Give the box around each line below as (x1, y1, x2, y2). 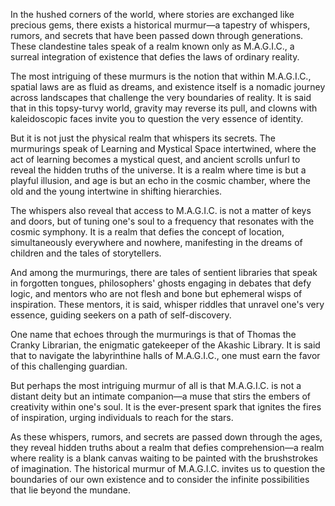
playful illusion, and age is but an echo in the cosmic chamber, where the (10, 175, 311, 186)
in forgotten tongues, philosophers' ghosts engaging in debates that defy (10, 277, 312, 289)
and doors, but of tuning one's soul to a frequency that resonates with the (10, 215, 315, 227)
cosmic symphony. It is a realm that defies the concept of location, (10, 226, 285, 238)
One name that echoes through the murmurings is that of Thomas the (10, 329, 297, 340)
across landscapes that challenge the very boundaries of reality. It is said (10, 92, 312, 103)
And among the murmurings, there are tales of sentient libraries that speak (10, 267, 318, 278)
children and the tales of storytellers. (10, 247, 162, 259)
